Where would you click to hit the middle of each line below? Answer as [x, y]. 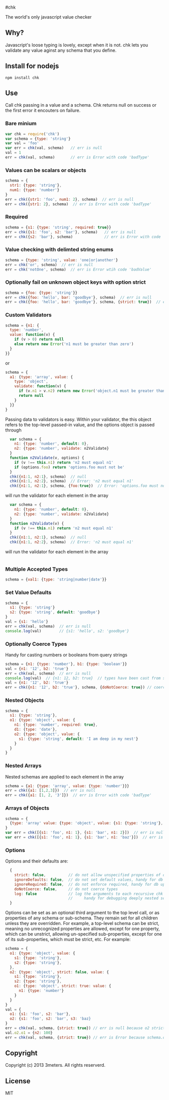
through [13, 430]
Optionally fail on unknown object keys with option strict [75, 282]
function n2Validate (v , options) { [47, 458]
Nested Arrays [23, 766]
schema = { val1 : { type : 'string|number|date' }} [56, 580]
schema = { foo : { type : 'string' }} [41, 293]
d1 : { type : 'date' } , [36, 730]
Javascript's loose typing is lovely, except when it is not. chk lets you [77, 45]
